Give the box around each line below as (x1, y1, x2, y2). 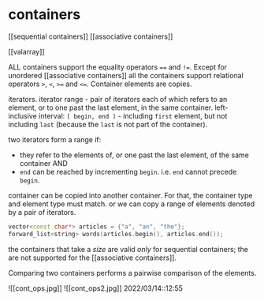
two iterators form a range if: (8, 134, 102, 144)
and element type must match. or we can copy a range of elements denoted (8, 199, 255, 209)
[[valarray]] (8, 47, 45, 56)
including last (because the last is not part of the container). (8, 119, 208, 129)
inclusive (8, 111, 37, 120)
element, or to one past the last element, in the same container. (8, 103, 214, 112)
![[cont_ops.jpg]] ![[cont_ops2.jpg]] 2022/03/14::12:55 (8, 283, 184, 293)
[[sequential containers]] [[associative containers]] (8, 32, 173, 41)
